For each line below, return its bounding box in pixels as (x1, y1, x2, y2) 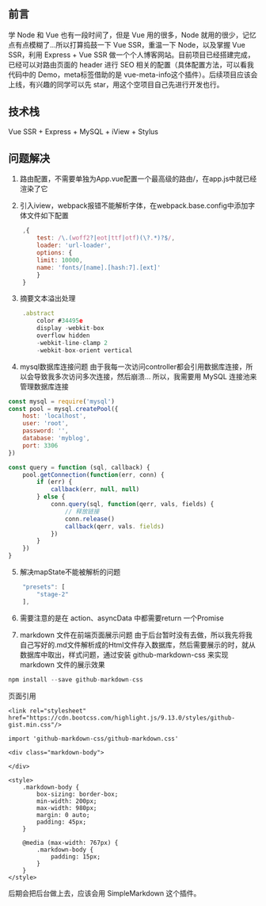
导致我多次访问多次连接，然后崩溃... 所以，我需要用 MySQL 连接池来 (33, 371, 257, 381)
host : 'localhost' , (22, 412, 87, 420)
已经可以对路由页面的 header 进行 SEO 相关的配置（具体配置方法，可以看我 (8, 60, 255, 69)
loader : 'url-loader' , (36, 241, 112, 250)
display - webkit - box (36, 324, 104, 332)
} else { (36, 493, 66, 501)
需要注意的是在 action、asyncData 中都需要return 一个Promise (19, 613, 224, 623)
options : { (36, 249, 73, 257)
